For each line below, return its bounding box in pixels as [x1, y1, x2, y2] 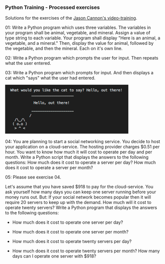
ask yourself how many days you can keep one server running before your [5, 189, 156, 195]
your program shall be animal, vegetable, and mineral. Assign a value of [5, 30, 151, 36]
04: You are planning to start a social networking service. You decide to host [5, 139, 161, 145]
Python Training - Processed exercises [5, 4, 100, 11]
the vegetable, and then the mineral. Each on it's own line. [5, 46, 123, 52]
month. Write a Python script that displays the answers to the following [5, 154, 149, 160]
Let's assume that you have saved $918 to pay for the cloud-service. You [5, 184, 154, 190]
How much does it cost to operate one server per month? [12, 229, 129, 235]
